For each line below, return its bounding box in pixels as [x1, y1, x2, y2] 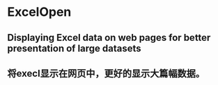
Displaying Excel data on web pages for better [7, 32, 211, 44]
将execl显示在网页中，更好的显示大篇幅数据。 [7, 67, 205, 79]
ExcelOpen [7, 4, 72, 20]
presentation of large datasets [7, 42, 141, 54]
